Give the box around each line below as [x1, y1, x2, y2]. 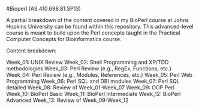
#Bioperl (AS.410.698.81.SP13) [6, 5, 81, 12]
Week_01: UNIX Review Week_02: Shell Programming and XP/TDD [6, 59, 169, 66]
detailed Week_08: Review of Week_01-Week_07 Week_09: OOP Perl [6, 84, 175, 91]
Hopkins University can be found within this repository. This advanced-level [6, 23, 194, 30]
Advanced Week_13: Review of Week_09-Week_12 [6, 96, 129, 104]
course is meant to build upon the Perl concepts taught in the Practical [6, 29, 180, 36]
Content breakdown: [6, 47, 57, 54]
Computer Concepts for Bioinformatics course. [6, 36, 122, 42]
